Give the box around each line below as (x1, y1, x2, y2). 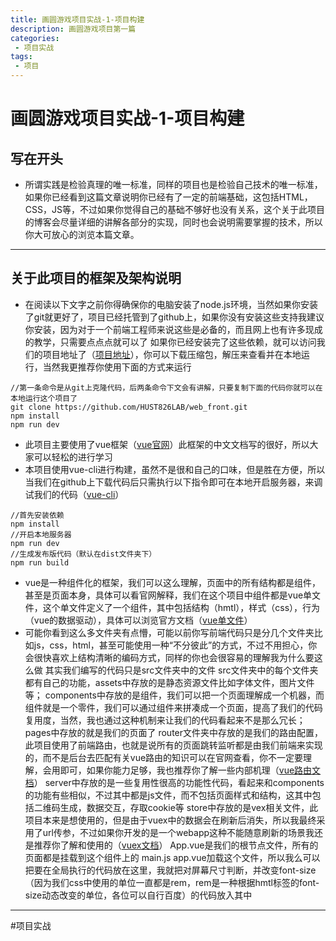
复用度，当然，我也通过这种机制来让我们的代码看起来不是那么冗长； (24, 714, 306, 726)
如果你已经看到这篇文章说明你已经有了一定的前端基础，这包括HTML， (24, 191, 313, 203)
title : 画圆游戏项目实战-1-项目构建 (10, 14, 145, 25)
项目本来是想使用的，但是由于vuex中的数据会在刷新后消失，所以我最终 (24, 814, 317, 826)
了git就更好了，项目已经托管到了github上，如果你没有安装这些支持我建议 (24, 311, 325, 323)
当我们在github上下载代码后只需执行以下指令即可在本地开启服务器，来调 (24, 476, 323, 488)
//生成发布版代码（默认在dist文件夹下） (10, 549, 157, 559)
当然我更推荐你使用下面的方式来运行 (42, 361, 192, 373)
